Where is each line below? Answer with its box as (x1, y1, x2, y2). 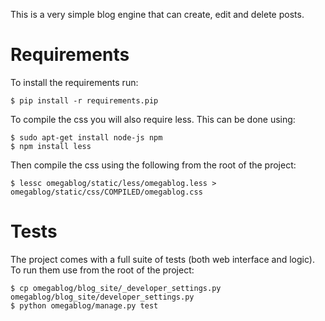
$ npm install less (10, 141, 92, 151)
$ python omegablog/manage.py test (10, 300, 159, 311)
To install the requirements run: (10, 76, 139, 88)
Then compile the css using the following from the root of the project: (10, 159, 297, 171)
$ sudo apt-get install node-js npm (10, 132, 163, 143)
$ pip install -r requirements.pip (10, 95, 159, 106)
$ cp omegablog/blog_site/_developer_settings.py (10, 283, 222, 293)
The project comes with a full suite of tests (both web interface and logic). (10, 253, 315, 265)
